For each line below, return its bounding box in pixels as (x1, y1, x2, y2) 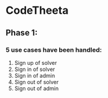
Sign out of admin (14, 85, 59, 92)
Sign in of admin (14, 72, 56, 79)
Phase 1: (5, 28, 38, 38)
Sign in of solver (14, 66, 56, 73)
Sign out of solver (14, 78, 59, 85)
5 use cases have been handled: (5, 46, 102, 54)
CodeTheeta (5, 4, 69, 17)
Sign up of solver (14, 59, 57, 66)
